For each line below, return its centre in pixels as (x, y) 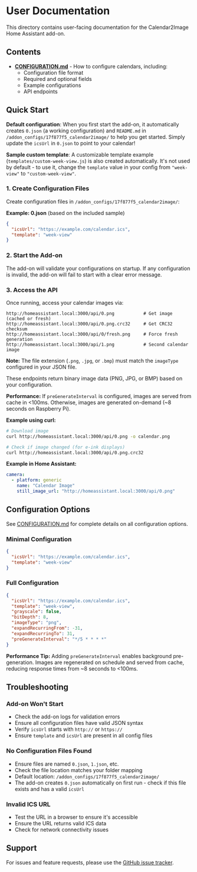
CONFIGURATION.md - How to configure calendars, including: (91, 66)
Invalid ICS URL (28, 804)
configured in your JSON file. (42, 367)
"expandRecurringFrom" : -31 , (47, 628)
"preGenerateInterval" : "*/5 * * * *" (59, 639)
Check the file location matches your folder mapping (78, 770)
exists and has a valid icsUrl (49, 789)
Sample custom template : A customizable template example (80, 154)
